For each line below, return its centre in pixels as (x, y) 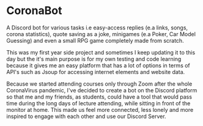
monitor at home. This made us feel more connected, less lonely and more (100, 109)
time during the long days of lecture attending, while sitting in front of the (98, 103)
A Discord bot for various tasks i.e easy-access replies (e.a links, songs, (97, 28)
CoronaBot (34, 11)
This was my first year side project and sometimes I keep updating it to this (101, 52)
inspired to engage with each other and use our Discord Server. (86, 116)
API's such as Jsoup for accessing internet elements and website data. (96, 72)
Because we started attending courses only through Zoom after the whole (99, 84)
